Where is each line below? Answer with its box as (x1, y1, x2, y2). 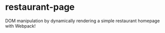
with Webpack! (5, 23, 36, 29)
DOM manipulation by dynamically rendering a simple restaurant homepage (5, 18, 160, 24)
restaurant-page (5, 1, 75, 13)
